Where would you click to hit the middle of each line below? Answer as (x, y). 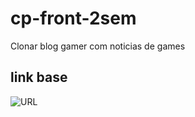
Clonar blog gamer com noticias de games (98, 46)
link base (39, 77)
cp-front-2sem (73, 18)
